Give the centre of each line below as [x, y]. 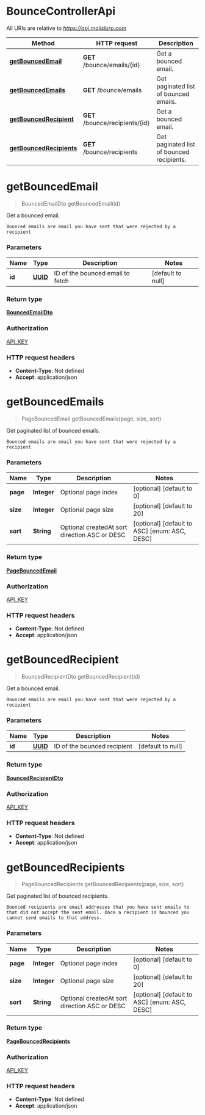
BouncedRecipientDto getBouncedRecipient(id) [81, 677]
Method [43, 43]
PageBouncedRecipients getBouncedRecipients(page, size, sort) [103, 884]
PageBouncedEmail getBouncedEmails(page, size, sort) [91, 419]
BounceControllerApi [61, 11]
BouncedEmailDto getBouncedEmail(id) [71, 203]
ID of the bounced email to [92, 273]
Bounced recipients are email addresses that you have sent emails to [98, 908]
